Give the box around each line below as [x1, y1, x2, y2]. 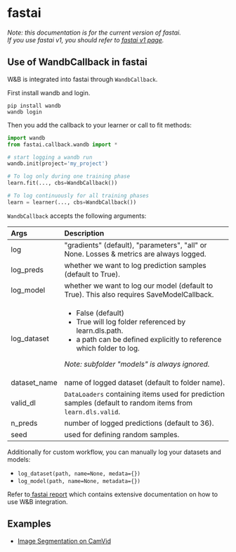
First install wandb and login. [7, 88, 91, 97]
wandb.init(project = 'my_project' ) [7, 160, 109, 167]
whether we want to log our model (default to [64, 281, 214, 290]
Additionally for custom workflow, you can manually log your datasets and [7, 448, 221, 456]
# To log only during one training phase [7, 173, 131, 180]
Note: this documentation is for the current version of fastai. [7, 28, 181, 37]
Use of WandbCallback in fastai [7, 56, 147, 68]
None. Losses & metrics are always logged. [64, 249, 206, 259]
